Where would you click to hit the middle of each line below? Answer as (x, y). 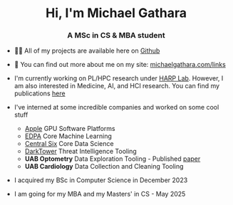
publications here (40, 93)
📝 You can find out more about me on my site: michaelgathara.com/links (120, 65)
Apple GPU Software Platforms (70, 129)
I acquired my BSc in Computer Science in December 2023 (101, 180)
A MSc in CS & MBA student (116, 36)
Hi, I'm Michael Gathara (116, 13)
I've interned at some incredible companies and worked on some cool (116, 107)
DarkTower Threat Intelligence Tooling (81, 152)
